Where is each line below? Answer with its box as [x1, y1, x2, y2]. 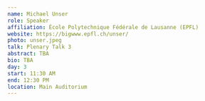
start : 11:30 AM [7, 70, 56, 77]
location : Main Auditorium [7, 83, 88, 90]
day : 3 [7, 63, 27, 70]
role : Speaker [7, 17, 50, 24]
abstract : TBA [7, 51, 50, 58]
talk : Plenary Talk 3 [7, 43, 72, 51]
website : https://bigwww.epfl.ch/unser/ [7, 30, 130, 38]
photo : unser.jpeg [7, 37, 62, 44]
